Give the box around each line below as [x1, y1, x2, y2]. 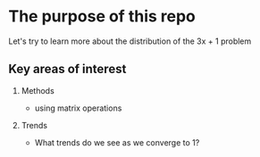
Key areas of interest [8, 62, 127, 77]
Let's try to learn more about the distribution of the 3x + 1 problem [8, 36, 252, 46]
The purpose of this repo [8, 6, 196, 27]
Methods [21, 85, 55, 95]
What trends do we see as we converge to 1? [34, 136, 200, 148]
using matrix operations [34, 103, 122, 113]
